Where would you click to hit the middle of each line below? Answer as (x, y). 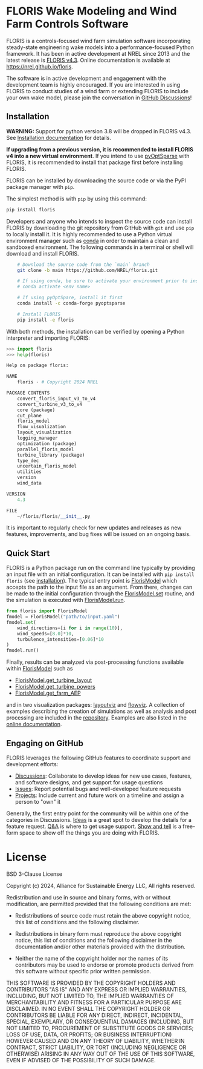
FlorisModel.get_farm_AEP (48, 693)
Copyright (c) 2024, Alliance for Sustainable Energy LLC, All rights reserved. (101, 885)
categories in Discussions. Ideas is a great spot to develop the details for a (99, 820)
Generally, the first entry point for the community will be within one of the (98, 813)
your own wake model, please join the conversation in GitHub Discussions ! (99, 98)
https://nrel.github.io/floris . (40, 66)
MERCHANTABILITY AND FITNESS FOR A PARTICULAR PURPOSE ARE (94, 1002)
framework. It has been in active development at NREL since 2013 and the (98, 53)
